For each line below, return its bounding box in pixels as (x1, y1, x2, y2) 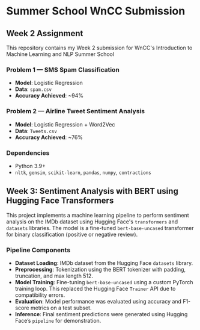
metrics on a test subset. (30, 304, 92, 311)
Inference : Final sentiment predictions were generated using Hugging (14, 311, 188, 317)
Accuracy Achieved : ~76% (14, 134, 83, 141)
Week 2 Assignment (6, 28, 83, 39)
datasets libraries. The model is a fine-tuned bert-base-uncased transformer (6, 224, 194, 231)
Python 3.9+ (14, 162, 46, 169)
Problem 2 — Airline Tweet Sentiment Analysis (6, 107, 145, 116)
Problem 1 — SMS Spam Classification (6, 65, 120, 73)
